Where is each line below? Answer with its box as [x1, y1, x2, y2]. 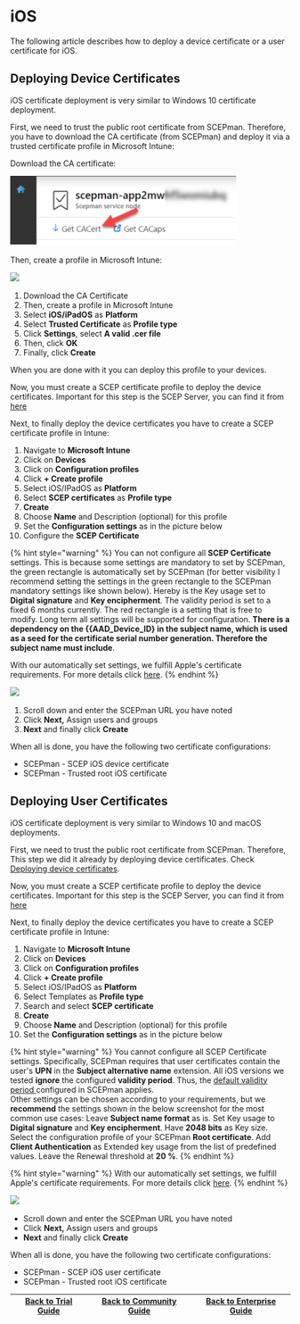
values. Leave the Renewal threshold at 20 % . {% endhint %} [10, 1150, 235, 1162]
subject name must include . [10, 642, 115, 653]
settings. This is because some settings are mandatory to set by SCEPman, [10, 556, 286, 568]
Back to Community [101, 1296, 177, 1307]
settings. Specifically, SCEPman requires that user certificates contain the [10, 1055, 281, 1066]
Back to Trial [24, 1296, 73, 1307]
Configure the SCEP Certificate [22, 529, 140, 541]
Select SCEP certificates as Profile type [22, 492, 173, 503]
